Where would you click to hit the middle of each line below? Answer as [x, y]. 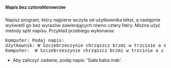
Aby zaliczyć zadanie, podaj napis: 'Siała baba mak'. [67, 60]
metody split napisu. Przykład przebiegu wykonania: [60, 30]
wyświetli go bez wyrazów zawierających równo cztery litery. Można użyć [83, 25]
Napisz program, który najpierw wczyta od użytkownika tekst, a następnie [83, 20]
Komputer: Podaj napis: [35, 40]
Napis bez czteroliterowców [36, 7]
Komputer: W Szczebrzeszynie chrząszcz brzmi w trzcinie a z [84, 50]
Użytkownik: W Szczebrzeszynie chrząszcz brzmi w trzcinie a [83, 45]
